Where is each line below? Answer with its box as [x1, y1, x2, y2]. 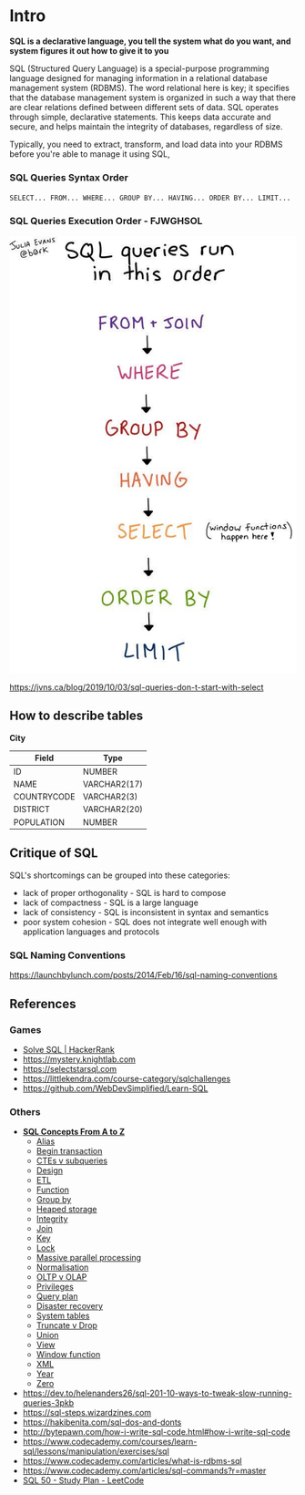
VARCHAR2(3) [83, 791, 138, 802]
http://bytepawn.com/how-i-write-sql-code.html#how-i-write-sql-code [22, 1427, 291, 1438]
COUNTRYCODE [13, 791, 76, 802]
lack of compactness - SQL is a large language [22, 897, 198, 908]
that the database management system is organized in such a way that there [9, 92, 296, 103]
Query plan [36, 1291, 79, 1302]
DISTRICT [13, 804, 50, 815]
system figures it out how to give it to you [9, 45, 169, 56]
